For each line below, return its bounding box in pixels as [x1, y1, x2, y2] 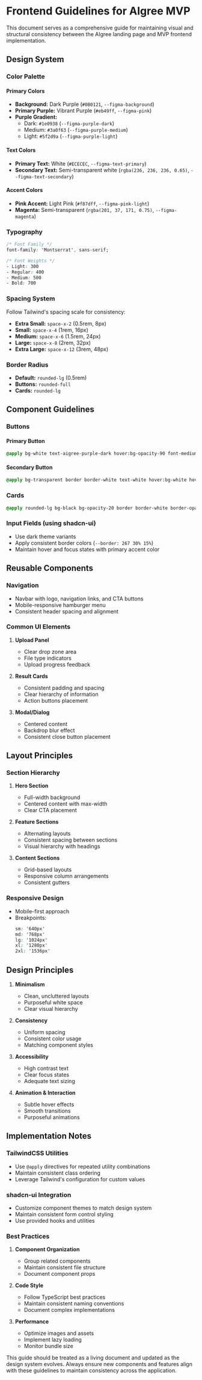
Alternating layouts [23, 830, 71, 838]
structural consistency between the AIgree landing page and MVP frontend [6, 30, 192, 37]
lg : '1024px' [14, 937, 48, 943]
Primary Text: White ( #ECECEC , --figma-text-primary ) [14, 160, 147, 167]
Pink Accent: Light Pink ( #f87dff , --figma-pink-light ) [14, 200, 150, 207]
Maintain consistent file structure [23, 1264, 106, 1271]
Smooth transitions [23, 1107, 71, 1114]
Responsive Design [6, 894, 64, 903]
